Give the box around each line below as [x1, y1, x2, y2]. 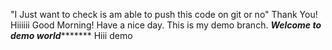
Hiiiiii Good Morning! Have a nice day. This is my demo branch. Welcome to [10, 19, 322, 31]
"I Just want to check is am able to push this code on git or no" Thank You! [10, 9, 318, 20]
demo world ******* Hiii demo [10, 30, 133, 41]
